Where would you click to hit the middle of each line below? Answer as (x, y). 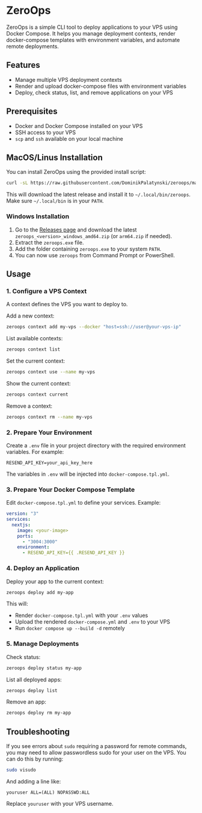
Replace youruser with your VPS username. (60, 803)
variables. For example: (35, 452)
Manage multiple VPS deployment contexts (68, 79)
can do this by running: (35, 759)
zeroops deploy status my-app (44, 668)
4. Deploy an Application (43, 568)
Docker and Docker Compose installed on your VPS (79, 126)
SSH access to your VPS (45, 132)
